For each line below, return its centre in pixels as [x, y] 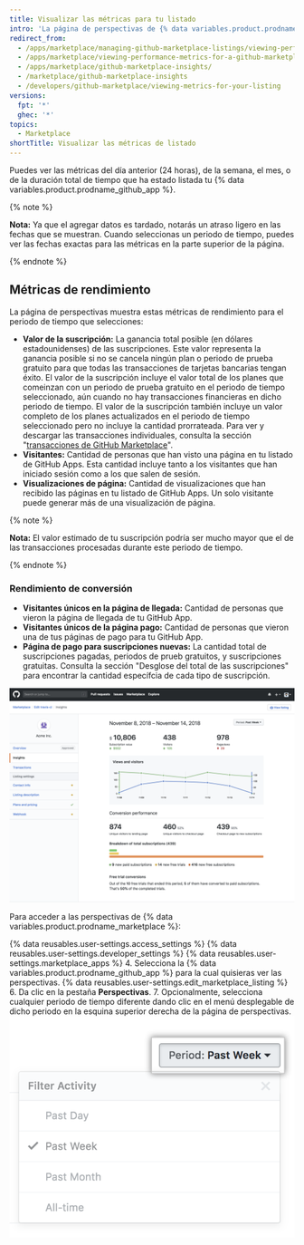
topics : [24, 124]
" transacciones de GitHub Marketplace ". [98, 445]
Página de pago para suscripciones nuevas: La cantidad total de [144, 647]
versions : [28, 95]
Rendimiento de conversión [71, 588]
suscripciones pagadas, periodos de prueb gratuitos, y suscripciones [152, 656]
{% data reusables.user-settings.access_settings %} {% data [123, 944]
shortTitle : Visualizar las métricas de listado [103, 144]
